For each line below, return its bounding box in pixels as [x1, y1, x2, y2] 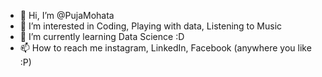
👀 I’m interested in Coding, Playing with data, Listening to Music [19, 20, 283, 32]
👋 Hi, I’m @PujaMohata [19, 10, 115, 21]
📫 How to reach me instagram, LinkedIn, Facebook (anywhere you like [19, 42, 312, 54]
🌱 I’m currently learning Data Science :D [19, 31, 185, 42]
